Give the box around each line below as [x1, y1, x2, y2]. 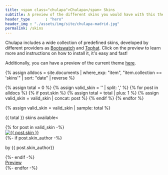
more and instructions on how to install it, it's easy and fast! [5, 50, 128, 56]
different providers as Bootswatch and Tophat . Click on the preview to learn [5, 45, 161, 51]
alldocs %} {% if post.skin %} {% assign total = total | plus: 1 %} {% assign [5, 90, 159, 96]
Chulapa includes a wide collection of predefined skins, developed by [5, 39, 149, 45]
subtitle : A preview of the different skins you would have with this [5, 12, 155, 17]
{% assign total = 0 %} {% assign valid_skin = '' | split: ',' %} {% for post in [5, 84, 158, 90]
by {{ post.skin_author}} [5, 144, 54, 150]
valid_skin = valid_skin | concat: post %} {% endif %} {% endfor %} [5, 95, 144, 101]
